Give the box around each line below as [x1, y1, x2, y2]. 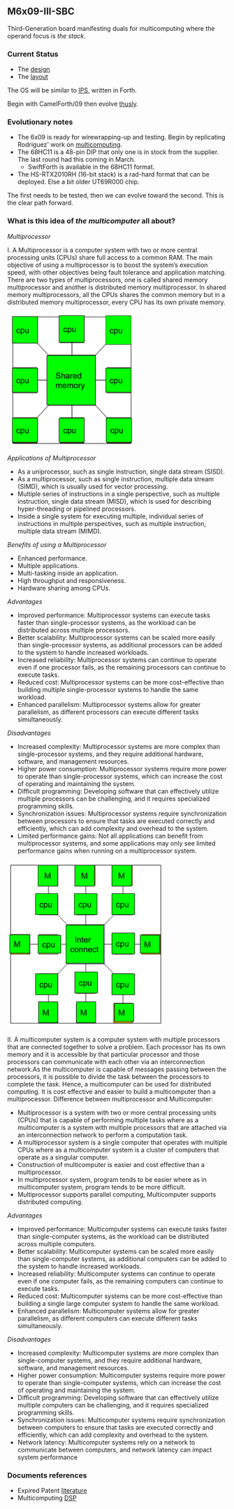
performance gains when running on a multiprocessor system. [17, 846, 197, 855]
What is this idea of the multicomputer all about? [7, 216, 176, 226]
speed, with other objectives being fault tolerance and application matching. [7, 268, 226, 276]
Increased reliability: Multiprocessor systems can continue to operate [17, 655, 217, 664]
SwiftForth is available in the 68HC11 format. [27, 163, 155, 171]
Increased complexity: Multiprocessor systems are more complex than [17, 742, 220, 750]
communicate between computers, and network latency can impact [17, 1445, 212, 1454]
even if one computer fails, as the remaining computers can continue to [17, 1276, 224, 1285]
